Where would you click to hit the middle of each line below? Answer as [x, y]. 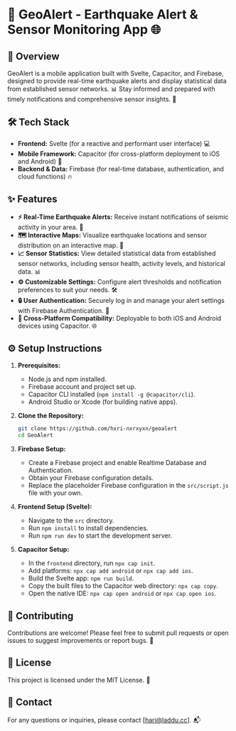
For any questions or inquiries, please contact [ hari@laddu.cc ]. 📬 [104, 720]
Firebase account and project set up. [82, 387]
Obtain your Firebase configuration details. [91, 478]
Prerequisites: [39, 365]
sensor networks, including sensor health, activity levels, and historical [121, 263]
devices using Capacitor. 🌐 [57, 326]
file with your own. [55, 493]
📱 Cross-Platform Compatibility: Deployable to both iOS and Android [119, 318]
